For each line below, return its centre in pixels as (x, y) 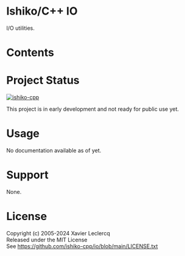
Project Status (43, 81)
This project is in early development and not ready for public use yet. (93, 109)
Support (27, 175)
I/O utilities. (21, 28)
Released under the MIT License (47, 240)
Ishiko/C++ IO (42, 11)
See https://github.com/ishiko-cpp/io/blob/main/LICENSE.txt (82, 246)
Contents (30, 53)
